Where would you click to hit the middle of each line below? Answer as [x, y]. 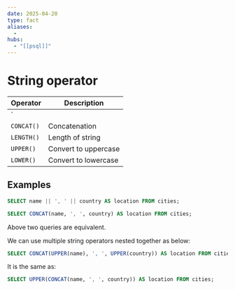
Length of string [74, 137]
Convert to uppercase [84, 149]
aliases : [20, 27]
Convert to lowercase [83, 160]
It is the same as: [32, 267]
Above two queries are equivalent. [57, 227]
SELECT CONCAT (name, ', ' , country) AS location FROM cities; [100, 214]
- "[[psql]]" [33, 46]
